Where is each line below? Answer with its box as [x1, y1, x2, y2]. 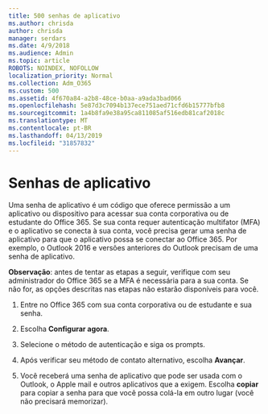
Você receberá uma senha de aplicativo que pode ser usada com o [19, 371, 243, 381]
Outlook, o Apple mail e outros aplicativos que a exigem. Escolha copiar [19, 379, 259, 389]
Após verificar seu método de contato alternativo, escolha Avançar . [19, 355, 245, 365]
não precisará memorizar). [19, 396, 109, 407]
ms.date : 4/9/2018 [8, 42, 70, 50]
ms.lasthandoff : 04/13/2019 [8, 131, 103, 139]
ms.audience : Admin [8, 49, 74, 57]
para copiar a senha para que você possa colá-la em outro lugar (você [19, 388, 254, 398]
